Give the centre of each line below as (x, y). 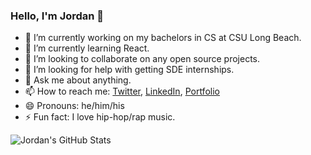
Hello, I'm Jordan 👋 (57, 16)
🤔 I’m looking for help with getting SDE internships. (129, 70)
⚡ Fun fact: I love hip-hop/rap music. (100, 117)
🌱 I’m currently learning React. (87, 48)
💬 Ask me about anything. (78, 80)
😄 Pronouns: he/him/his (74, 106)
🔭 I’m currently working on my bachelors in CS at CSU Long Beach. (163, 38)
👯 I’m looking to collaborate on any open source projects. (142, 59)
